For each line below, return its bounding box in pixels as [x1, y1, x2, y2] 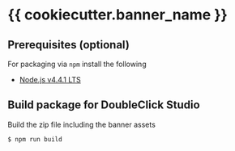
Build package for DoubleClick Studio [7, 99, 200, 112]
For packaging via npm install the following [7, 59, 147, 69]
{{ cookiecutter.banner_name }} [7, 6, 228, 24]
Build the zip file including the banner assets [7, 120, 156, 129]
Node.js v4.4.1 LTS [19, 75, 82, 84]
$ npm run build [7, 135, 62, 143]
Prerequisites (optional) [7, 38, 130, 52]
